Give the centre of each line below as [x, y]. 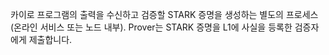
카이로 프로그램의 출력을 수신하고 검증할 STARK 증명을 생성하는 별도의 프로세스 [164, 14]
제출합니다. [50, 39]
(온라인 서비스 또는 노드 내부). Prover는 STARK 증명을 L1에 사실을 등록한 [151, 27]
